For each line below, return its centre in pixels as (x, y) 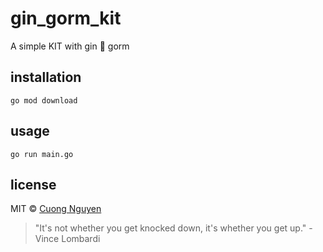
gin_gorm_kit (66, 18)
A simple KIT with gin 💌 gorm (70, 46)
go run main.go (42, 154)
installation (46, 77)
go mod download (44, 100)
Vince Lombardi (67, 239)
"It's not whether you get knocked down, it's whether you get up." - (173, 228)
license (33, 184)
